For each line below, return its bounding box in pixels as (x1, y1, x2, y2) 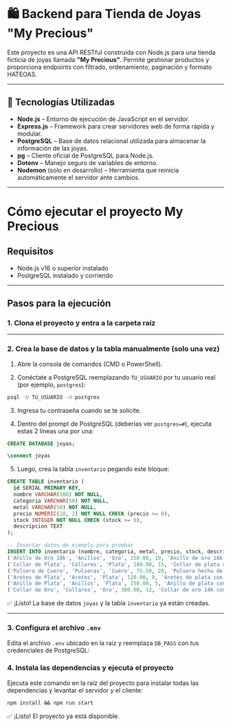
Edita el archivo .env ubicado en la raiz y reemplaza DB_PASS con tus (7, 638, 199, 647)
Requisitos (7, 246, 54, 257)
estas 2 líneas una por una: (16, 426, 94, 435)
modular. (16, 129, 43, 138)
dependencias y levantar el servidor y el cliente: (7, 686, 143, 694)
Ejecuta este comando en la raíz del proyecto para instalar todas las (7, 679, 199, 687)
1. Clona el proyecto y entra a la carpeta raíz (7, 318, 156, 328)
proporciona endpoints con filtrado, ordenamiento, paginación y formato (7, 63, 212, 71)
